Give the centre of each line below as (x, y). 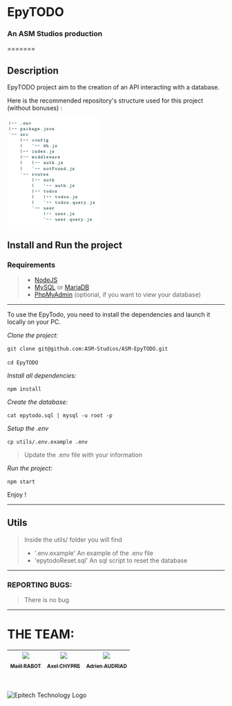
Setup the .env (28, 428)
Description (33, 70)
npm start (21, 482)
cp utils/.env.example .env (48, 442)
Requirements (31, 265)
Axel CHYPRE (64, 666)
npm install (24, 389)
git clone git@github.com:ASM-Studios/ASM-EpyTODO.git (88, 348)
